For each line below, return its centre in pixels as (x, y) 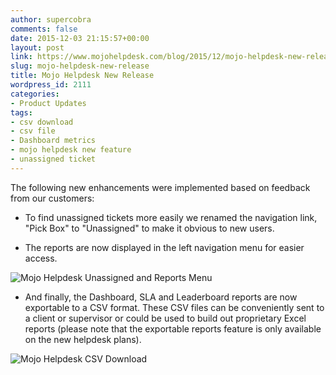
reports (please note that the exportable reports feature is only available (173, 328)
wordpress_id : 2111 (51, 85)
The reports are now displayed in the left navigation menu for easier (164, 247)
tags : (21, 112)
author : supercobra (51, 19)
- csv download (42, 122)
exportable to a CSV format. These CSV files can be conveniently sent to (174, 307)
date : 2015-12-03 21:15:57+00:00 (80, 38)
